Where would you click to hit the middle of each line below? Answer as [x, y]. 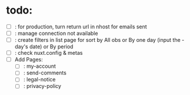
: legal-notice [39, 80]
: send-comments [45, 73]
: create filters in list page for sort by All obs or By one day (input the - [99, 40]
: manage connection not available [56, 33]
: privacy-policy [42, 86]
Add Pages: [29, 60]
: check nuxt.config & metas [49, 53]
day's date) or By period [44, 47]
